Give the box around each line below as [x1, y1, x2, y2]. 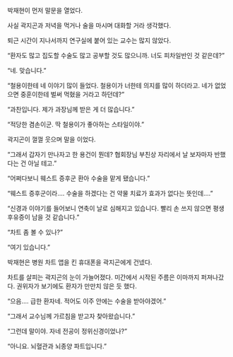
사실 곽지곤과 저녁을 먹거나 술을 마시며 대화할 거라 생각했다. [7, 21, 172, 30]
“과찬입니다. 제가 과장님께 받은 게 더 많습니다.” [7, 105, 135, 113]
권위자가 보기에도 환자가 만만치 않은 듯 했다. [16, 282, 138, 290]
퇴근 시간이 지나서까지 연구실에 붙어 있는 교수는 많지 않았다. [7, 36, 172, 45]
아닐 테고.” [28, 159, 57, 168]
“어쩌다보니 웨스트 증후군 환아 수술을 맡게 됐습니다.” [7, 174, 150, 182]
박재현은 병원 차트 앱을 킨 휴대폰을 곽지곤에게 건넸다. [7, 258, 153, 267]
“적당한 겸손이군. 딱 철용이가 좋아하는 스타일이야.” [7, 120, 145, 129]
